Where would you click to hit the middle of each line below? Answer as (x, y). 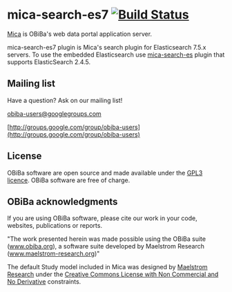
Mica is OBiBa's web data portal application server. (80, 34)
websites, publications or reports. (55, 226)
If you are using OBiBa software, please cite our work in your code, (103, 218)
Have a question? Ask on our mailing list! (65, 100)
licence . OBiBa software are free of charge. (69, 180)
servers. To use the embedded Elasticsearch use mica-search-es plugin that (116, 55)
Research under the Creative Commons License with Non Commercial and (113, 274)
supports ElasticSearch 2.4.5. (49, 61)
